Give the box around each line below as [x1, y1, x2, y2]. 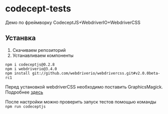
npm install [5, 71, 30, 76]
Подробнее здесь [5, 89, 44, 95]
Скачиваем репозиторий [12, 47, 66, 53]
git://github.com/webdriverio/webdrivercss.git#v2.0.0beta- [32, 71, 160, 76]
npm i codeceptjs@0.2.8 [5, 62, 55, 67]
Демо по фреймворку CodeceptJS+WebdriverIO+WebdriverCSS [5, 19, 141, 25]
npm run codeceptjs [5, 104, 46, 109]
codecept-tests [5, 3, 71, 14]
